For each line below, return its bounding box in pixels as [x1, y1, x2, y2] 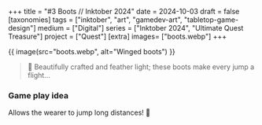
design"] [8, 24, 36, 32]
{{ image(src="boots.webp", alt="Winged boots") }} [8, 47, 175, 56]
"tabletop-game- [183, 15, 238, 24]
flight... [27, 71, 51, 79]
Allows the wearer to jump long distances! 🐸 [8, 108, 151, 117]
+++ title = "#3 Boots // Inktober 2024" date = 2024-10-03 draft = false [8, 7, 240, 16]
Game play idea [8, 90, 69, 101]
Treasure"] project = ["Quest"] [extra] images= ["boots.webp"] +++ [8, 31, 227, 41]
